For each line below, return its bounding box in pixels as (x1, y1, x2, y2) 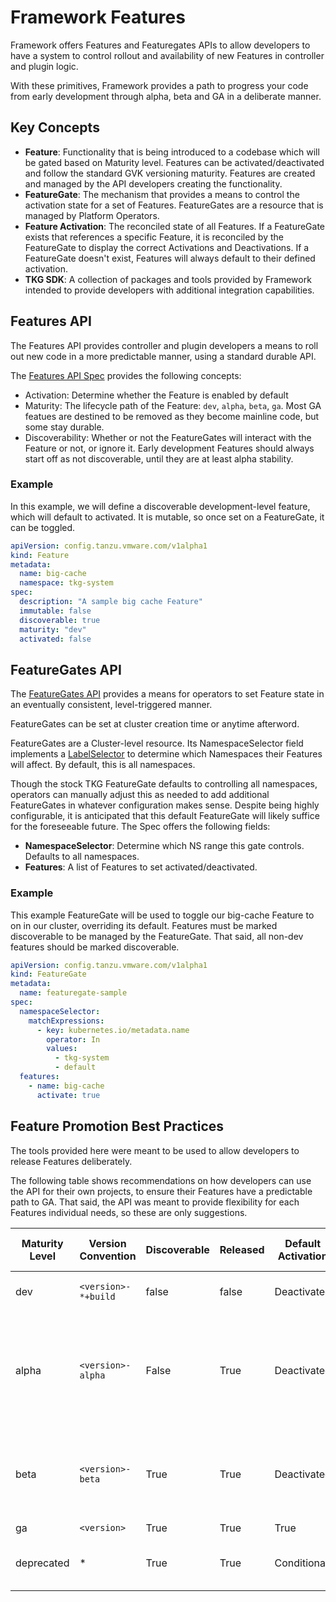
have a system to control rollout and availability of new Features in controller (10, 49, 325, 61)
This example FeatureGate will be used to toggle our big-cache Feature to (10, 909, 315, 921)
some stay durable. (24, 421, 105, 433)
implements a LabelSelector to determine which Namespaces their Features (10, 748, 323, 760)
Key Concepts (10, 119, 100, 136)
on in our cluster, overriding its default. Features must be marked (10, 919, 278, 931)
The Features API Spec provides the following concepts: (10, 369, 242, 381)
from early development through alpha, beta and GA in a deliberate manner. (10, 90, 322, 102)
